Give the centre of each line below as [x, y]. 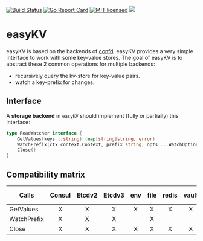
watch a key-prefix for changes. [55, 82]
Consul [60, 195]
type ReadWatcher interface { [44, 133]
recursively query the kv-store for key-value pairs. [77, 76]
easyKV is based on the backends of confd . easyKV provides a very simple [100, 51]
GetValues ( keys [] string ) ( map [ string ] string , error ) [86, 139]
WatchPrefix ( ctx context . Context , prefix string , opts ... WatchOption [108, 144]
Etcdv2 [87, 195]
